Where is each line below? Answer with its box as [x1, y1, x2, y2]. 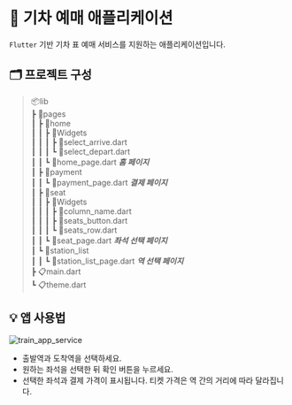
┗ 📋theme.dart [30, 279, 87, 290]
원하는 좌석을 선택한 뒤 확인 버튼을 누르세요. [21, 363, 174, 374]
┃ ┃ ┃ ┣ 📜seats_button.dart [30, 215, 128, 225]
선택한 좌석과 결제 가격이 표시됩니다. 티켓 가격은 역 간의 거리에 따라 [21, 375, 254, 386]
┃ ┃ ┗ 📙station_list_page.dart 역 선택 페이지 [30, 256, 184, 266]
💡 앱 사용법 [9, 310, 66, 325]
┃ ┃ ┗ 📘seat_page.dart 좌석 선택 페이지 [30, 235, 168, 246]
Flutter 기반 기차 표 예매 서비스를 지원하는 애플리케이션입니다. [9, 39, 226, 50]
